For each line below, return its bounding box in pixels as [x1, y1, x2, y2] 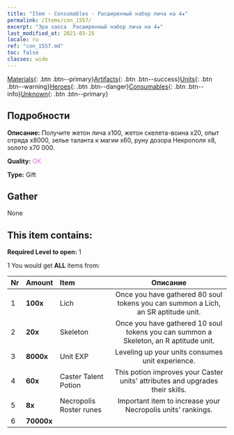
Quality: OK [7, 156, 42, 165]
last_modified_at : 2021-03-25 [7, 29, 95, 37]
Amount [25, 278, 54, 288]
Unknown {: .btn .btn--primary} [20, 89, 109, 98]
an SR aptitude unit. [136, 307, 201, 317]
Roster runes [59, 405, 102, 415]
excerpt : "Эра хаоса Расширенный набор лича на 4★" [7, 23, 164, 30]
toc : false [7, 50, 39, 57]
